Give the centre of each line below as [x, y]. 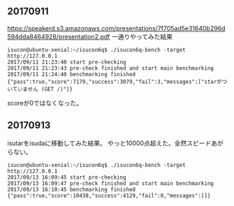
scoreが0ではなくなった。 [45, 103]
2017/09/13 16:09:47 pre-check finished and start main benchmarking [111, 183]
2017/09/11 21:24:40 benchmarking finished [72, 74]
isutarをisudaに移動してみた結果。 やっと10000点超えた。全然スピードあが [115, 143]
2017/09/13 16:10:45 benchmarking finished [72, 189]
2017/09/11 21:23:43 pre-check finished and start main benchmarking [111, 68]
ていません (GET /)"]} [43, 89]
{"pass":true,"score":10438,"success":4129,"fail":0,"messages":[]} [109, 196]
